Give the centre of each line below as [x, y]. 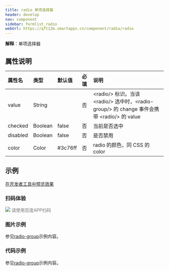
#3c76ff [67, 148]
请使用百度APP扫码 [31, 210]
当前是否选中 [108, 126]
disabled [18, 135]
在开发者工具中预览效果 [29, 184]
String [40, 105]
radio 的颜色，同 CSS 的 [121, 145]
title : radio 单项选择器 [29, 10]
